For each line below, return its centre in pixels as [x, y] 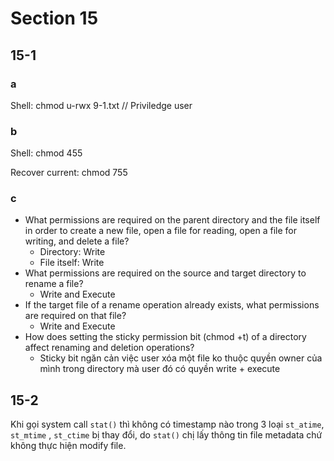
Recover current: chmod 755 [69, 173]
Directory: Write [72, 252]
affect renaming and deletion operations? [109, 348]
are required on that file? [75, 316]
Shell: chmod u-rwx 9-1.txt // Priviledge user [101, 105]
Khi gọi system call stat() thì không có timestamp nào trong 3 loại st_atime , [167, 424]
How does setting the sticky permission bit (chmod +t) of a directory [165, 337]
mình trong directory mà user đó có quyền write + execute [160, 369]
